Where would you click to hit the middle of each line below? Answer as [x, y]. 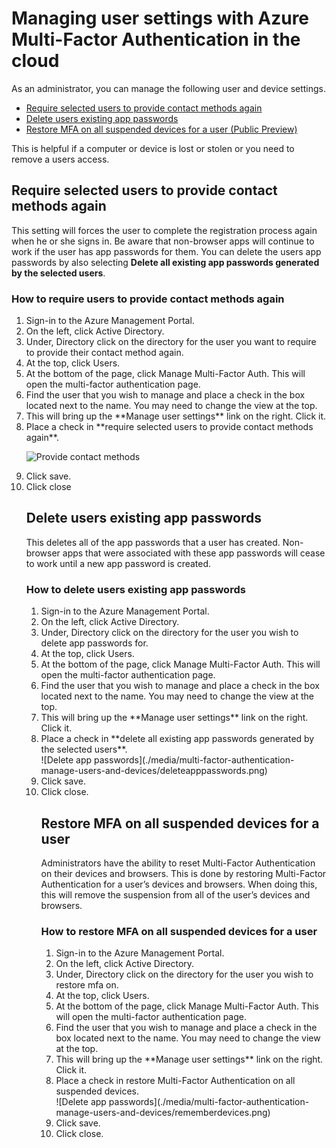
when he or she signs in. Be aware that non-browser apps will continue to [163, 241]
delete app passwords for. [94, 643]
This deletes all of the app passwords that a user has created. [153, 542]
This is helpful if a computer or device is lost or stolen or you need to [153, 148]
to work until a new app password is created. [118, 563]
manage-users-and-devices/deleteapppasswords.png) [154, 771]
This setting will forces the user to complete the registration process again [164, 230]
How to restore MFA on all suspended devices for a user [179, 931]
